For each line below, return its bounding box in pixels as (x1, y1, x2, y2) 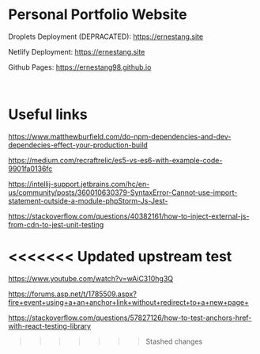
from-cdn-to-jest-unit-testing (8, 219, 104, 229)
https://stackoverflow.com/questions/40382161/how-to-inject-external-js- (8, 211, 250, 221)
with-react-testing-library (8, 321, 92, 330)
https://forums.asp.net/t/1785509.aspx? (8, 289, 137, 299)
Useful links (8, 105, 89, 124)
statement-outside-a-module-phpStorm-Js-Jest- (8, 196, 168, 205)
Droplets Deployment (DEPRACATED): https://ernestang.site (8, 32, 204, 41)
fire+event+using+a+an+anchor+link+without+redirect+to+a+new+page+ (8, 297, 249, 306)
